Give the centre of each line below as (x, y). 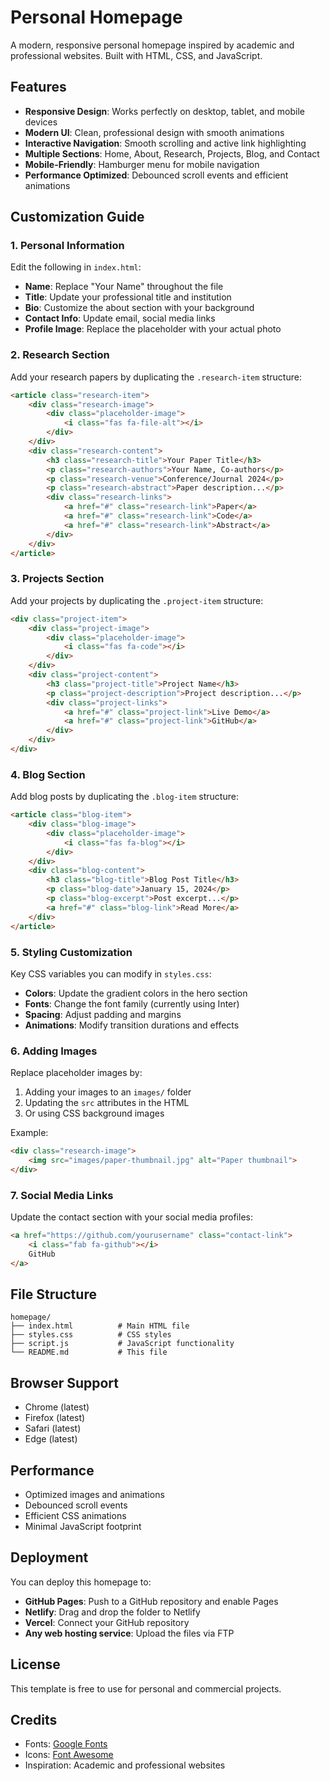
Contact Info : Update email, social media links (120, 318)
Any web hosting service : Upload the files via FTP (129, 1633)
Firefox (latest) (55, 1418)
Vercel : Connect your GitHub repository (107, 1622)
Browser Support (65, 1382)
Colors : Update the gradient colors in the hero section (136, 993)
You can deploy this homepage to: (81, 1582)
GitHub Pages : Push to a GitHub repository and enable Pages (151, 1601)
